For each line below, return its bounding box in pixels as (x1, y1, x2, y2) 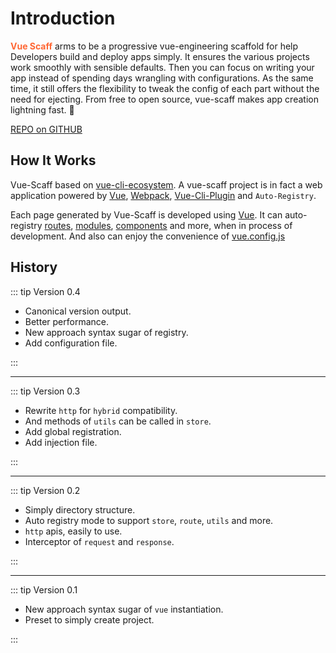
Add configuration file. (24, 337, 118, 349)
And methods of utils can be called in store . (24, 415, 212, 427)
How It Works (10, 152, 97, 169)
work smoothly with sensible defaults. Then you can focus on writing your (10, 61, 315, 73)
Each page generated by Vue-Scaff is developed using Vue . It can (10, 208, 283, 221)
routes (44, 219, 72, 231)
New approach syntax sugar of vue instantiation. (24, 603, 224, 615)
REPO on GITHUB (10, 123, 83, 135)
